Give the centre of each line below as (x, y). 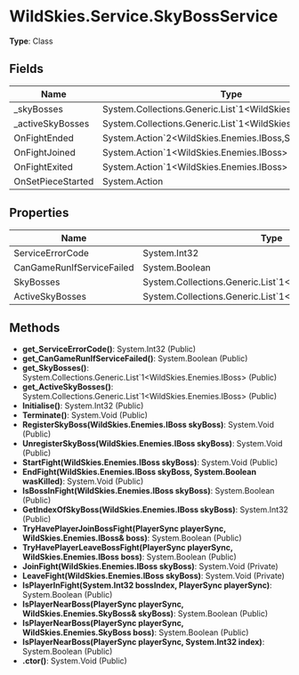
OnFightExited (43, 166)
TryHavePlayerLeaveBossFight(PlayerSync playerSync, (127, 548)
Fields (27, 69)
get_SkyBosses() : (55, 368)
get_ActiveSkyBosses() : (68, 387)
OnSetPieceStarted (54, 181)
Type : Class (31, 41)
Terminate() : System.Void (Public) (85, 415)
